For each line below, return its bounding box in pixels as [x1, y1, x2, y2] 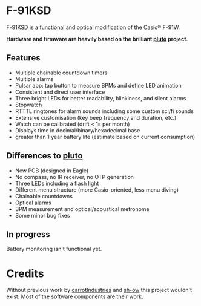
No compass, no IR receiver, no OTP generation [15, 173, 134, 180]
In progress [6, 229, 50, 239]
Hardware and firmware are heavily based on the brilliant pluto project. [6, 35, 188, 42]
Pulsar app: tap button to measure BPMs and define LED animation [15, 82, 182, 89]
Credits [6, 267, 44, 280]
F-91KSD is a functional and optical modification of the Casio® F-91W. [6, 24, 180, 31]
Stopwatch [15, 101, 42, 108]
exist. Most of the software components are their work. [6, 293, 143, 300]
